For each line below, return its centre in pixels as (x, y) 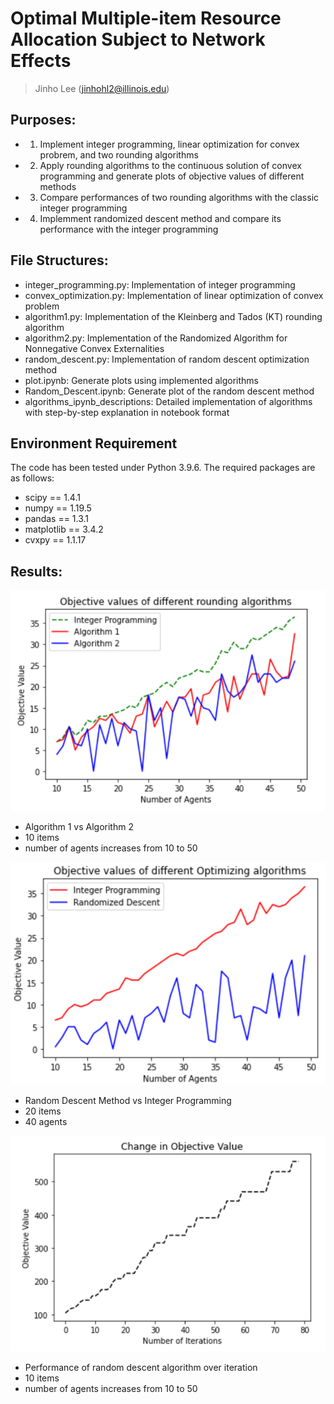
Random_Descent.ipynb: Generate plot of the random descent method (169, 391)
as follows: (32, 478)
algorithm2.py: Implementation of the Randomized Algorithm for (156, 338)
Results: (36, 571)
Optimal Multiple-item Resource (146, 18)
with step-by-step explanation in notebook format (127, 412)
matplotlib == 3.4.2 (64, 529)
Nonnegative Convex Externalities (94, 348)
